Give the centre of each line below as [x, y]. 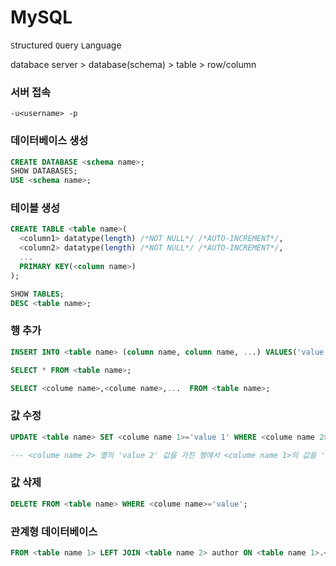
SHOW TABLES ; [37, 294]
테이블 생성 [35, 208]
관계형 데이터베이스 [54, 531]
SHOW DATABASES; [44, 171]
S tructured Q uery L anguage [66, 45]
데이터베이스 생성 [49, 141]
